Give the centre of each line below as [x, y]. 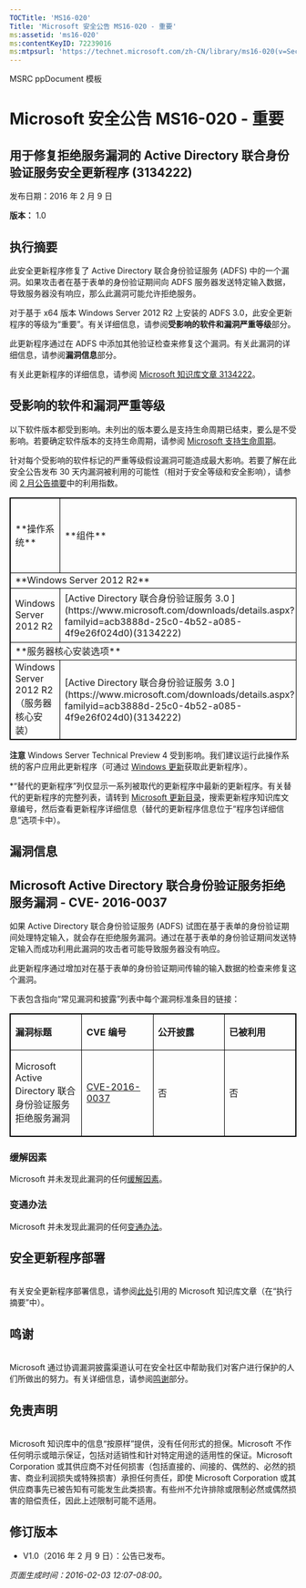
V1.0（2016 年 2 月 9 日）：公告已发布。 [96, 1555]
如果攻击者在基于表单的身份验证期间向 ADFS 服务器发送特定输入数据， [158, 282]
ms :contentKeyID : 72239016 [61, 43]
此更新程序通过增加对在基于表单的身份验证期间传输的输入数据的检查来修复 [149, 968]
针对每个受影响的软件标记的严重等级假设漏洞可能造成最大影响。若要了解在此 [153, 460]
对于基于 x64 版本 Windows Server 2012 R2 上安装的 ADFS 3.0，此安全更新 [151, 312]
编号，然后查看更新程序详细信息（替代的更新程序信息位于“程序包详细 [147, 808]
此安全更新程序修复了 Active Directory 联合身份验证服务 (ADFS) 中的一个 [146, 271]
